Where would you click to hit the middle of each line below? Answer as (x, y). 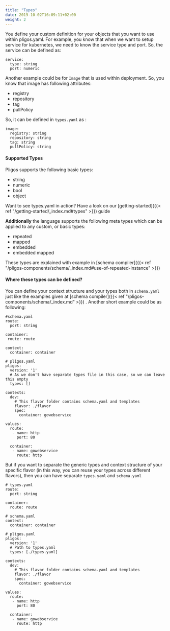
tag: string (23, 143)
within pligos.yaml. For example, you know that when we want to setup (79, 39)
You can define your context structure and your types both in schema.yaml (82, 291)
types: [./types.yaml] (34, 552)
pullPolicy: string (31, 147)
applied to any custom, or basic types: (45, 226)
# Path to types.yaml (33, 547)
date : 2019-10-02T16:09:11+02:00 (41, 15)
